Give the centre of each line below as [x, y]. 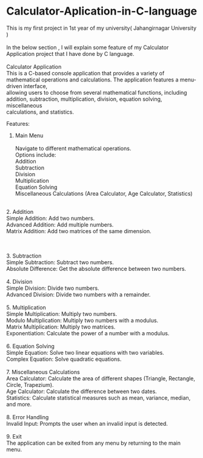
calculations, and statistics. [40, 112]
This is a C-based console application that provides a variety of [85, 73]
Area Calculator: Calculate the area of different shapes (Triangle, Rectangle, [101, 378]
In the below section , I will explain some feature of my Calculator [88, 47]
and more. [19, 404]
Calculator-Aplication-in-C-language [102, 11]
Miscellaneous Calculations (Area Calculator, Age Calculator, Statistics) [104, 193]
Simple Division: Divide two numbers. [53, 288]
